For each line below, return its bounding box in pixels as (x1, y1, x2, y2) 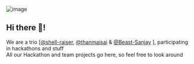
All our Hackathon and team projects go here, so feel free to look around (6, 51, 183, 58)
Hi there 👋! (6, 23, 46, 33)
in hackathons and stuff (6, 44, 64, 52)
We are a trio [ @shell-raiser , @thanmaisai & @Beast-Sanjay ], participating (6, 39, 189, 46)
